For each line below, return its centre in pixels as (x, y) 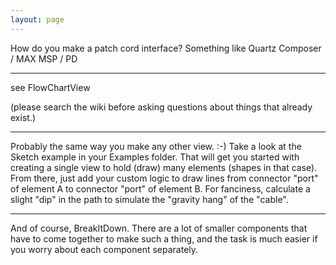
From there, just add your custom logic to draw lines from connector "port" (164, 178)
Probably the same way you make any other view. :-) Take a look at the (156, 146)
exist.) (23, 117)
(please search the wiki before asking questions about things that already (161, 107)
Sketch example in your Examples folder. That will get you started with (155, 157)
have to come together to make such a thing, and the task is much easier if (164, 238)
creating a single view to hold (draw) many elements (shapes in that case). (164, 167)
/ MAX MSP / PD (44, 58)
